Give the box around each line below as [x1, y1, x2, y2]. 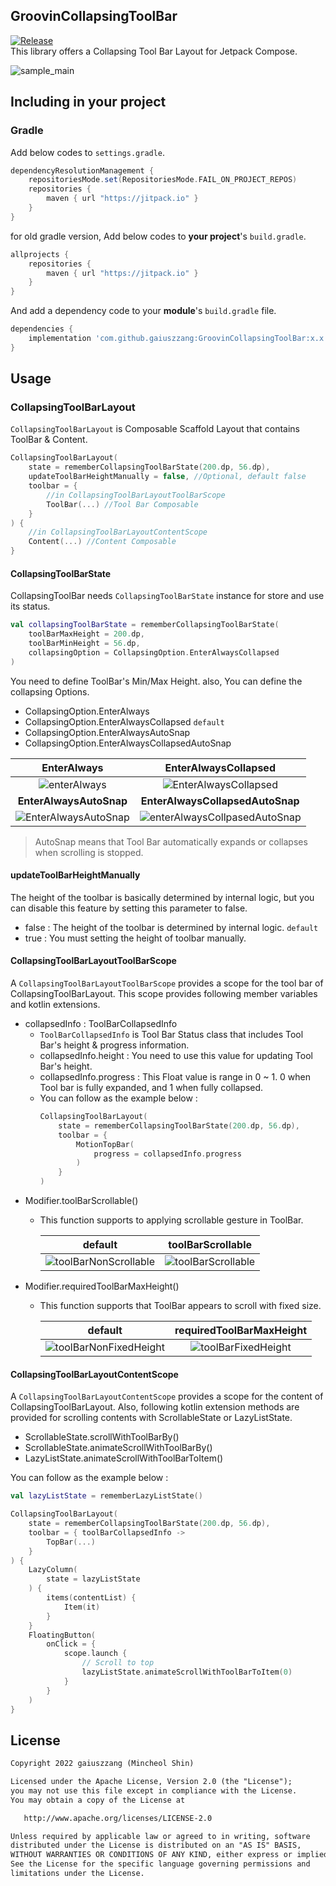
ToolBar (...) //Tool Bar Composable [46, 499, 199, 509]
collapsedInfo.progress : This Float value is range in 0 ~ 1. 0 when [39, 1071, 312, 1083]
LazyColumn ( [28, 1565, 78, 1575]
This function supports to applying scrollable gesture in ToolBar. [39, 1214, 304, 1226]
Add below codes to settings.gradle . [10, 146, 166, 158]
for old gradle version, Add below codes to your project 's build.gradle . [10, 230, 307, 242]
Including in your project [10, 94, 167, 111]
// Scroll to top [81, 1658, 155, 1668]
